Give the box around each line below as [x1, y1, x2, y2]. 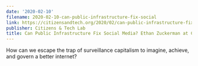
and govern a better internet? [6, 53, 77, 60]
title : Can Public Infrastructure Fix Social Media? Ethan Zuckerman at [6, 31, 189, 37]
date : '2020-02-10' [6, 8, 54, 15]
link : [6, 19, 19, 25]
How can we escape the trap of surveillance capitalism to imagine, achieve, [6, 47, 190, 54]
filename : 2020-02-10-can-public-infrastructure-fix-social [6, 14, 157, 20]
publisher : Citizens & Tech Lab [6, 25, 85, 31]
